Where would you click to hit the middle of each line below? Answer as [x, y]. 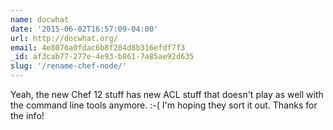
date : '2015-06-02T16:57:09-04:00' [84, 29]
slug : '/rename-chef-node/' [69, 66]
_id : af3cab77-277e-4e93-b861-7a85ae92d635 [102, 57]
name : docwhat [40, 19]
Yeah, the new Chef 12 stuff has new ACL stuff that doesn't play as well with [167, 94]
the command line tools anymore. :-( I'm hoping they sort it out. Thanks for [164, 105]
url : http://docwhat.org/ [64, 38]
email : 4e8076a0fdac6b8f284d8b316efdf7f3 [98, 47]
